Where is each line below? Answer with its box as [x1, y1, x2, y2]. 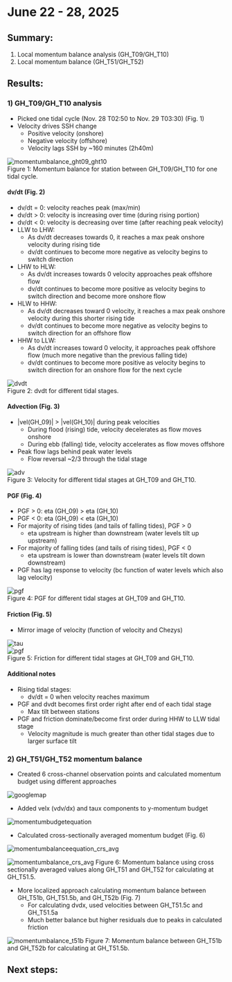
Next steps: [7, 964, 59, 976]
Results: [7, 78, 44, 90]
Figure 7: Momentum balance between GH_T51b [85, 937, 222, 944]
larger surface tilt [27, 737, 78, 745]
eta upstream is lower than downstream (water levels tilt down [27, 551, 206, 560]
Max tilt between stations [27, 707, 100, 715]
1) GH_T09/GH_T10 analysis [7, 99, 102, 108]
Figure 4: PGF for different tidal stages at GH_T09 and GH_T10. [7, 594, 186, 603]
